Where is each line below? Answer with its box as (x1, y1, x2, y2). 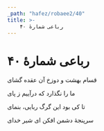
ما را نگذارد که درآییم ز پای (7, 89, 76, 98)
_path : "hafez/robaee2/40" (7, 10, 85, 17)
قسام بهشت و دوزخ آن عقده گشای (7, 76, 97, 84)
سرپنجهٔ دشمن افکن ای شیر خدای (7, 116, 94, 125)
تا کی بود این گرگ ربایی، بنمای (7, 103, 85, 111)
